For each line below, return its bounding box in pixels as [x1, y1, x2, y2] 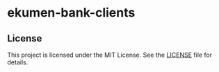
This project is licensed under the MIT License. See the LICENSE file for [7, 51, 213, 59]
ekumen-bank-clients [7, 5, 136, 21]
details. [7, 58, 29, 66]
